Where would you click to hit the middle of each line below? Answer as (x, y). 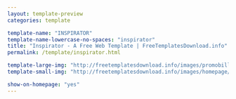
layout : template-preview (45, 14)
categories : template (39, 20)
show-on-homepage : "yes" (44, 84)
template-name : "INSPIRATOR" (50, 33)
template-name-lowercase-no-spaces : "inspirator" (81, 39)
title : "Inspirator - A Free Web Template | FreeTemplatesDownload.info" (118, 46)
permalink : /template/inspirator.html (64, 53)
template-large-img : (38, 65)
